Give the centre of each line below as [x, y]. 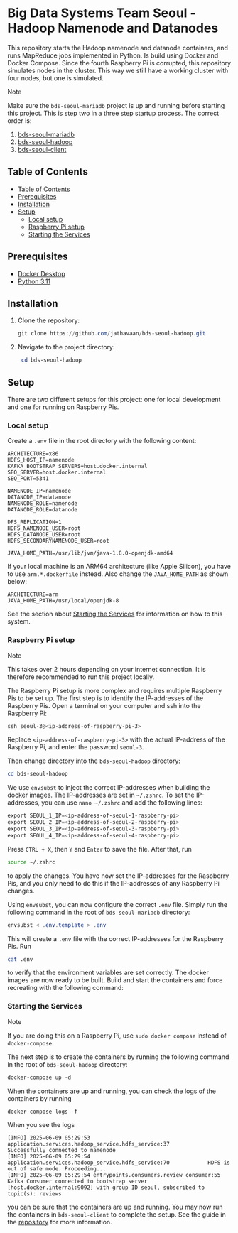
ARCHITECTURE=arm [33, 594]
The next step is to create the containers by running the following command [118, 1057]
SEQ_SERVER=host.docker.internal [57, 473]
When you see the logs [41, 1125]
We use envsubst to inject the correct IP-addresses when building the [109, 788]
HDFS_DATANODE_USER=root [44, 535]
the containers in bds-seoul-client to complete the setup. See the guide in [117, 1215]
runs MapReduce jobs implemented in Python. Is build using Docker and [113, 55]
